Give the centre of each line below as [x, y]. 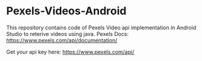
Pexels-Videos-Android [66, 11]
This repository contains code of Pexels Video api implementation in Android [101, 28]
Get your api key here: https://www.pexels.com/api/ [70, 51]
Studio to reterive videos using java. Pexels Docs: [68, 33]
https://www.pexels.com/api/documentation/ [62, 40]
